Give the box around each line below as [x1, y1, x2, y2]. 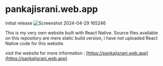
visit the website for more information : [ [5, 50, 88, 56]
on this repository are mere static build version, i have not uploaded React [5, 35, 158, 41]
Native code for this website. [5, 40, 65, 46]
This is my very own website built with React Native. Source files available [5, 29, 158, 35]
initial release [5, 20, 33, 26]
